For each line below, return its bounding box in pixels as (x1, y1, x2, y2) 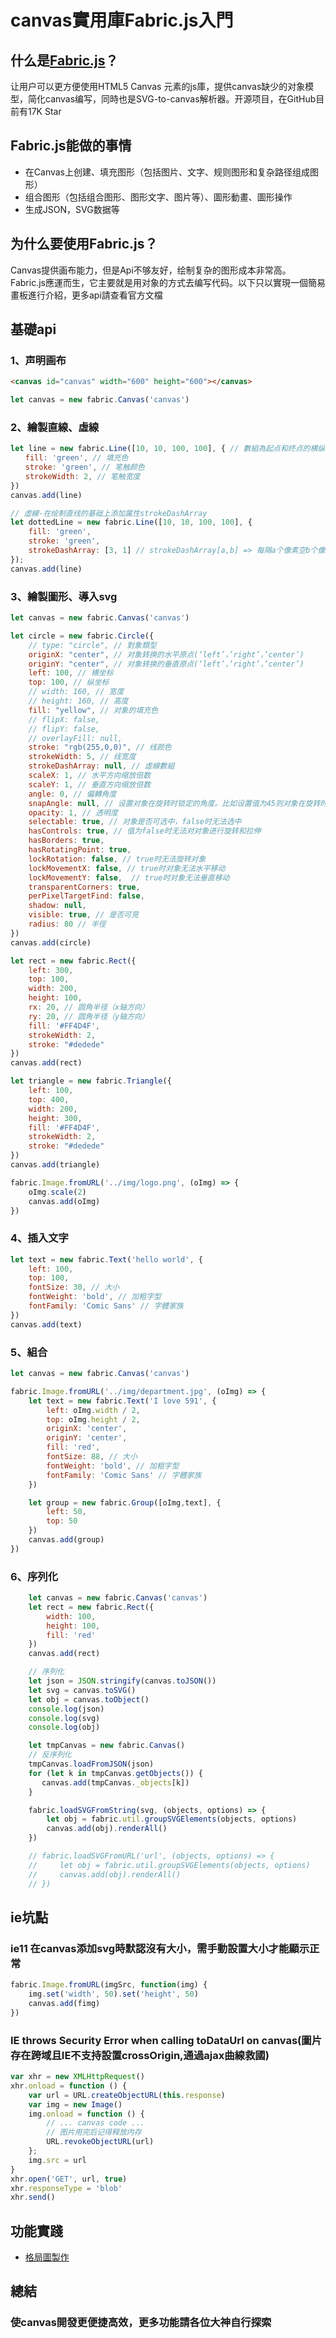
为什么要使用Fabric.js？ (10, 236, 158, 253)
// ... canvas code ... (46, 2118, 145, 2128)
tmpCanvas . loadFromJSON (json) (28, 1759, 155, 1770)
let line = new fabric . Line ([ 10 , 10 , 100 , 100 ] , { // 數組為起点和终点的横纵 (10, 444, 326, 454)
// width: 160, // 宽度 (28, 687, 125, 697)
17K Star (27, 106, 62, 117)
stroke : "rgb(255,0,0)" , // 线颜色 (28, 742, 172, 753)
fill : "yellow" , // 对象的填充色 (28, 705, 159, 715)
